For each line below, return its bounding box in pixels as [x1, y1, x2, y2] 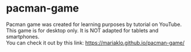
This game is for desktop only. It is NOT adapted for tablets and [6, 27, 159, 34]
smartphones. [6, 33, 40, 40]
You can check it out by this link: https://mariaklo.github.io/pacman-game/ [6, 39, 185, 46]
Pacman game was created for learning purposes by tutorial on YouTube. [6, 21, 182, 28]
